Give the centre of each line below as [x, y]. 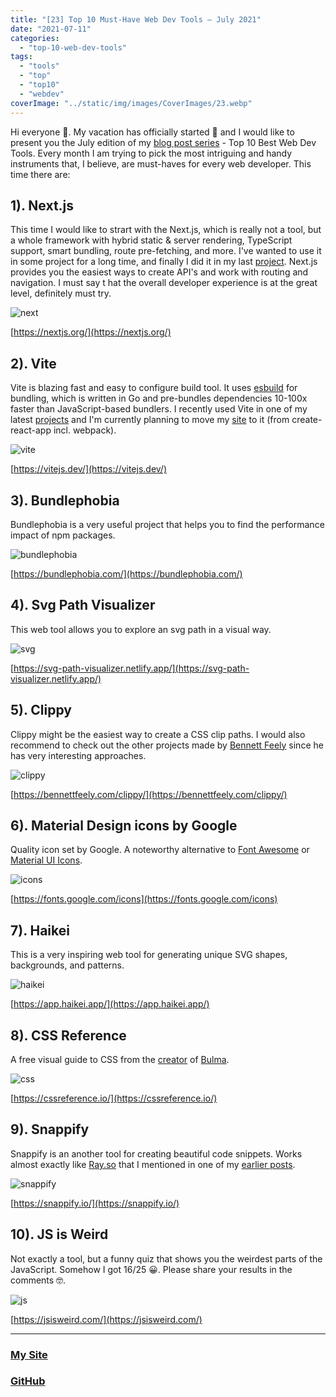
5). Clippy [41, 710]
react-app [31, 430]
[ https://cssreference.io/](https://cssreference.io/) [114, 1098]
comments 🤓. [38, 1280]
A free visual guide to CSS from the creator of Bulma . [120, 1059]
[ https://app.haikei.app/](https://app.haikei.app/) [110, 1004]
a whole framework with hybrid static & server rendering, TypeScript [151, 240]
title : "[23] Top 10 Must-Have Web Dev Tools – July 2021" [136, 19]
